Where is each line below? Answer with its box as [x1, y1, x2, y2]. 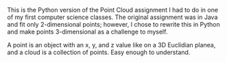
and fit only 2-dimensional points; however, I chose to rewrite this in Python [7, 21, 221, 28]
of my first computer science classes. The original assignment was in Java [7, 13, 218, 21]
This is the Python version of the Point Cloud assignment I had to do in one [7, 6, 218, 14]
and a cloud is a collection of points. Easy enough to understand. [7, 48, 191, 56]
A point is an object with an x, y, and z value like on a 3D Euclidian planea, [7, 41, 216, 49]
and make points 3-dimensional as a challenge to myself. [7, 27, 168, 36]
